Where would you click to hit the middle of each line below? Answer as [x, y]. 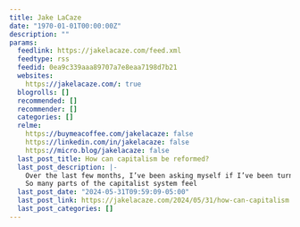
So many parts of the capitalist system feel [112, 184]
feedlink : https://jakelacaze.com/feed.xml [99, 51]
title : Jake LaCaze [46, 17]
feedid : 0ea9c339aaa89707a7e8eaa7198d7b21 [97, 68]
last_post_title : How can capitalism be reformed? [113, 159]
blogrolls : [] [43, 92]
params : [24, 42]
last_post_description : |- [67, 167]
